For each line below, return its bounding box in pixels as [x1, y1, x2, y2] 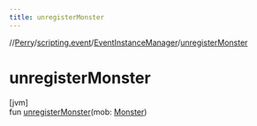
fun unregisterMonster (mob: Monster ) [9, 107, 147, 117]
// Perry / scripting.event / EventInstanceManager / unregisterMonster [9, 37, 248, 48]
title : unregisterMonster [9, 12, 104, 22]
